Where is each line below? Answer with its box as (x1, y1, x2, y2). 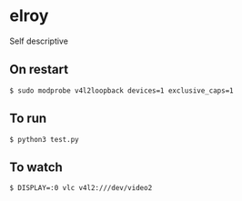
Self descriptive (9, 35, 68, 46)
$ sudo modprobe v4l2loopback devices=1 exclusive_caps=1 (9, 85, 234, 95)
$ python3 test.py (9, 135, 79, 144)
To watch (9, 159, 64, 175)
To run (9, 111, 47, 126)
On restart (9, 62, 69, 77)
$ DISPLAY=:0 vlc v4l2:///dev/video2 (9, 184, 153, 193)
